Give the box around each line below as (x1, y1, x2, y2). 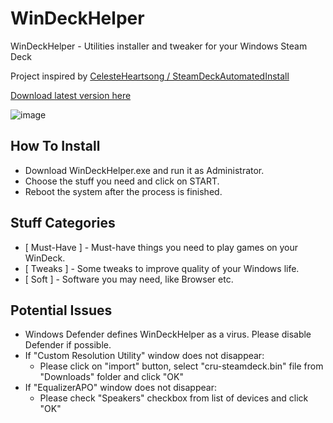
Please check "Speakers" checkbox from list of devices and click (39, 392, 309, 404)
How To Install (10, 138, 101, 155)
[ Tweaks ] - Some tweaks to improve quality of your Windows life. (24, 262, 300, 274)
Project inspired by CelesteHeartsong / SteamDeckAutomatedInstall (10, 70, 290, 82)
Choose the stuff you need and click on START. (24, 175, 220, 187)
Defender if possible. (24, 339, 112, 351)
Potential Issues (10, 302, 113, 319)
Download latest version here (10, 89, 132, 101)
